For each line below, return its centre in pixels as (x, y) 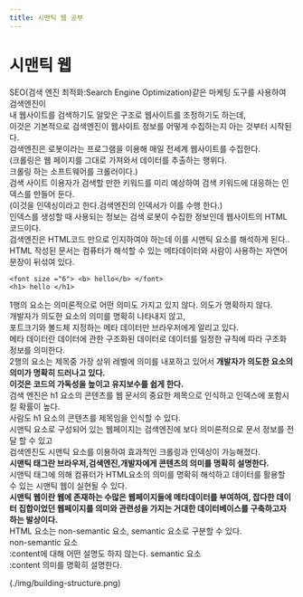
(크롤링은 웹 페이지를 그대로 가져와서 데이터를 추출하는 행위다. (118, 160)
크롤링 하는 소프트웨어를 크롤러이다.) (74, 171)
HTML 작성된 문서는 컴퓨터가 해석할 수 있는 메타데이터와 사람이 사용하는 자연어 (148, 251)
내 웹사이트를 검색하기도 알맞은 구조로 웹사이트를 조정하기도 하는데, (128, 115)
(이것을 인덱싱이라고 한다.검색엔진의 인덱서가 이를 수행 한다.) (116, 205)
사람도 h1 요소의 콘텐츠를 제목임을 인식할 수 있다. (95, 418)
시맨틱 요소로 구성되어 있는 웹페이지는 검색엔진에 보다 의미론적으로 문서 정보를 (147, 429)
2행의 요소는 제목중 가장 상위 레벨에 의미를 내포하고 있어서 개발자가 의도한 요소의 (151, 361)
